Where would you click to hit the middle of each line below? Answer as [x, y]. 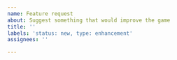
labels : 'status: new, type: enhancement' [70, 33]
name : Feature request [40, 14]
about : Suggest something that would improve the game [89, 20]
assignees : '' [28, 40]
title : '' [22, 27]
